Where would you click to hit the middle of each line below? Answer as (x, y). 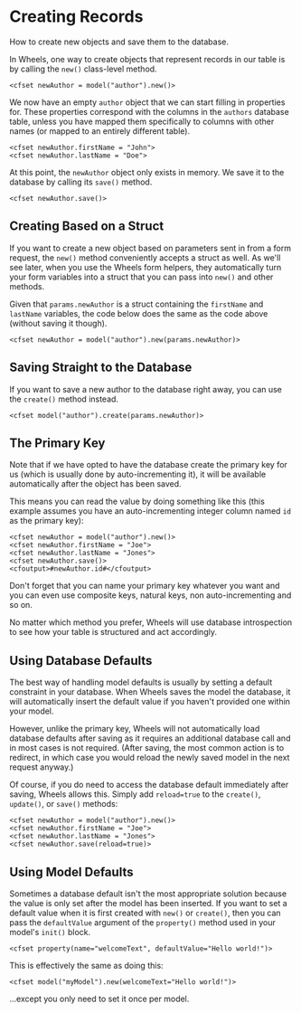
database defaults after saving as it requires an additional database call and (150, 738)
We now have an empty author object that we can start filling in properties (147, 102)
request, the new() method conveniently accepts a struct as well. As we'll (145, 257)
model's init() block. (50, 932)
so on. (21, 605)
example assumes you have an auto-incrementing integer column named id (150, 511)
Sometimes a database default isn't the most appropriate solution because (148, 894)
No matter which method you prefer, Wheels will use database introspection (151, 622)
